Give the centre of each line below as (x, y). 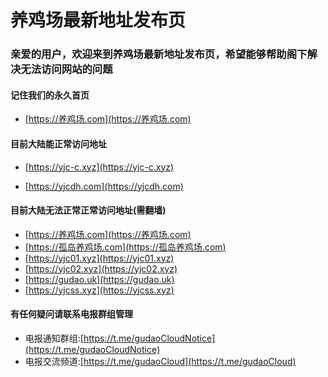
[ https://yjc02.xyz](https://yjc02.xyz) (101, 268)
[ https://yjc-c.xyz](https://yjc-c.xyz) (99, 167)
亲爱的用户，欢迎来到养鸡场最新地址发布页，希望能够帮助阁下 (159, 54)
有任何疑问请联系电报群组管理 (71, 314)
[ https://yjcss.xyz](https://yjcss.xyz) (99, 290)
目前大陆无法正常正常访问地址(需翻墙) (88, 210)
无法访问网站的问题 (66, 69)
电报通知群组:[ (54, 338)
